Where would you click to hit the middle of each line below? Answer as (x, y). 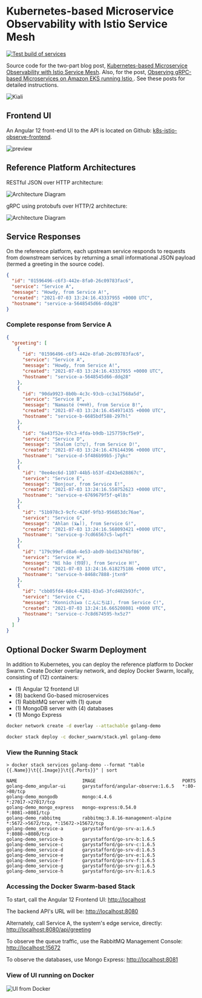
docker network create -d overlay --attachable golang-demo (84, 726)
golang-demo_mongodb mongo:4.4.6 (59, 797)
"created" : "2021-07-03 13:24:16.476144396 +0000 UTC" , (94, 450)
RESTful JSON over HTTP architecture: (55, 182)
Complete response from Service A (59, 325)
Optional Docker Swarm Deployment (77, 650)
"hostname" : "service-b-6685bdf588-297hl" (77, 416)
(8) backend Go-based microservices (62, 695)
